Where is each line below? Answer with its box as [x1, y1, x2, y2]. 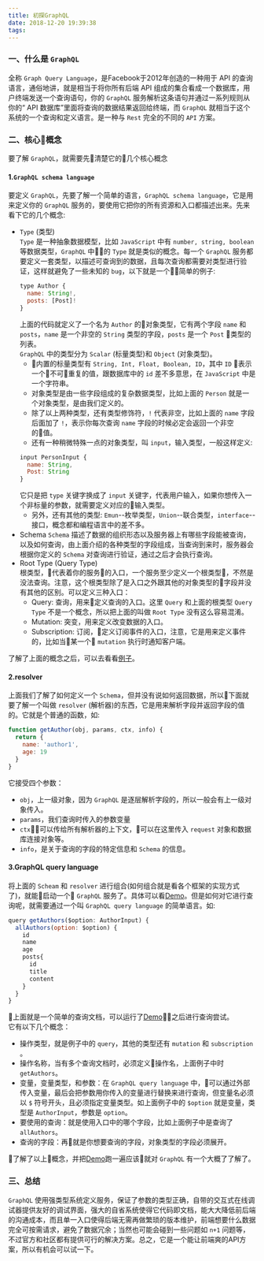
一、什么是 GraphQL [8, 54, 80, 65]
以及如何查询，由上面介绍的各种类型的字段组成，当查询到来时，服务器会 [19, 540, 254, 549]
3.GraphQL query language [8, 862, 99, 872]
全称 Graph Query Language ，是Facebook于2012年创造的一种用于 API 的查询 [8, 73, 253, 83]
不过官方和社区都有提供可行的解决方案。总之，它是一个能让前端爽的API [8, 1234, 240, 1244]
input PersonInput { [19, 453, 87, 461]
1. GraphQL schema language [8, 172, 95, 181]
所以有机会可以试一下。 [21, 1244, 98, 1254]
